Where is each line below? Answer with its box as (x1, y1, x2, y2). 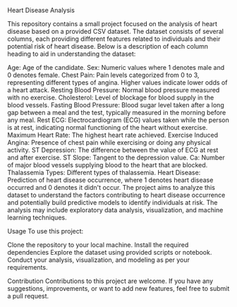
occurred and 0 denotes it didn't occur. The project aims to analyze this (7, 183, 215, 191)
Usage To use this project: (7, 227, 84, 235)
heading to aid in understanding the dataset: (7, 49, 136, 58)
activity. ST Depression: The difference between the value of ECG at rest (7, 146, 219, 154)
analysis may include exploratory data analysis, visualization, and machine (7, 206, 224, 214)
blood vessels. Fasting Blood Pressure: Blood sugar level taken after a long (7, 101, 224, 109)
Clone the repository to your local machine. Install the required (7, 241, 189, 249)
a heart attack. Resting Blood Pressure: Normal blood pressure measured (7, 86, 220, 94)
